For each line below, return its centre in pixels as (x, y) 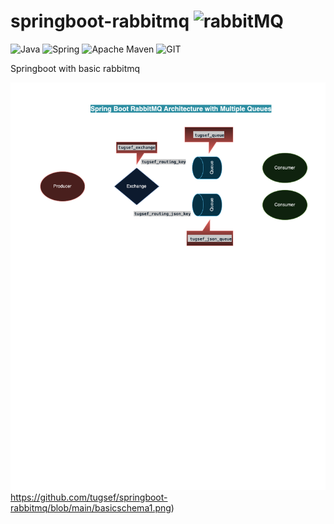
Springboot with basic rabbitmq (75, 68)
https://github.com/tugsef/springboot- (89, 497)
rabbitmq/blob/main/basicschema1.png (91, 508)
